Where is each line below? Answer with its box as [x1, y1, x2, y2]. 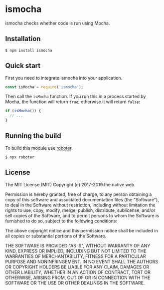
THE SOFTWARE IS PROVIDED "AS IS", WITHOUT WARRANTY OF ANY [5, 242, 151, 248]
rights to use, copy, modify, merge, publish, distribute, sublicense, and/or [5, 207, 156, 213]
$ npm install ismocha [5, 48, 52, 53]
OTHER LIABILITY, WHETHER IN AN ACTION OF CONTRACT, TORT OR [5, 269, 151, 275]
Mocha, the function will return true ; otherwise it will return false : [5, 99, 141, 105]
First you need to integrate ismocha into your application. [5, 75, 123, 81]
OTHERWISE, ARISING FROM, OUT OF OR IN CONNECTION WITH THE [5, 274, 151, 280]
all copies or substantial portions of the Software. [5, 233, 106, 239]
